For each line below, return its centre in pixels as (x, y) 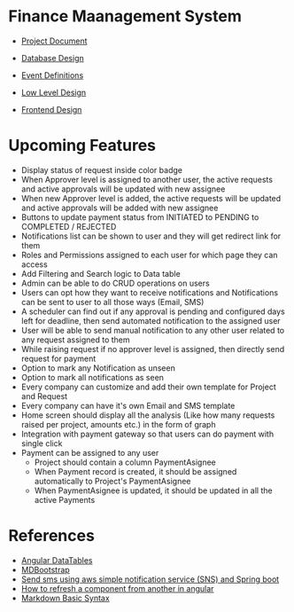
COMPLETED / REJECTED (69, 226)
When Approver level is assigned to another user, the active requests (147, 179)
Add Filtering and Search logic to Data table (101, 273)
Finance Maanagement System (125, 16)
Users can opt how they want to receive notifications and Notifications (150, 292)
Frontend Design (51, 109)
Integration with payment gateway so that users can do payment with (147, 434)
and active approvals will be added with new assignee (120, 208)
